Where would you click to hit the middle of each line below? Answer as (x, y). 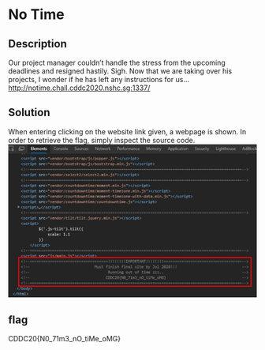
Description (37, 44)
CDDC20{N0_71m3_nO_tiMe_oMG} (64, 339)
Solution (29, 113)
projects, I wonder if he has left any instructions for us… (99, 79)
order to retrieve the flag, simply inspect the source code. (102, 140)
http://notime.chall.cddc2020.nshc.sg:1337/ (79, 88)
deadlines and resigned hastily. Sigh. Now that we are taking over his (120, 71)
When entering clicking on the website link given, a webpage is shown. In (127, 131)
